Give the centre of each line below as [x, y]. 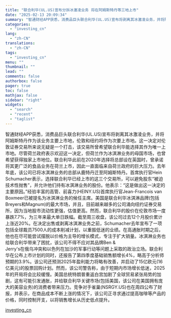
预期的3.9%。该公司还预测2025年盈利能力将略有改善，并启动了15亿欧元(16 [84, 261]
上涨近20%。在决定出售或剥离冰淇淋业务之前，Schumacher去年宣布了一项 [84, 223]
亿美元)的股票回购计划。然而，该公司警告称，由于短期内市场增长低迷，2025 [85, 268]
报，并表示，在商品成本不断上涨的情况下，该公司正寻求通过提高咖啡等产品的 [85, 293]
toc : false [17, 90]
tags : [11, 52]
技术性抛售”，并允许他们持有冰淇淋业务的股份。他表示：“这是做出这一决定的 [85, 185]
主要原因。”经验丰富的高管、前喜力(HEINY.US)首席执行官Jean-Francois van [84, 191]
